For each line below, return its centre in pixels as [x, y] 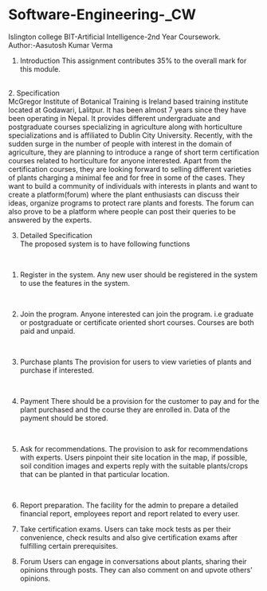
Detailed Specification [56, 235]
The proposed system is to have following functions [105, 244]
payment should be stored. [64, 418]
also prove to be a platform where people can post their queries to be [122, 211]
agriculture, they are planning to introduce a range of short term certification [134, 152]
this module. [40, 68]
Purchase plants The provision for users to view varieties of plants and [135, 362]
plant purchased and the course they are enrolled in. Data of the [125, 409]
